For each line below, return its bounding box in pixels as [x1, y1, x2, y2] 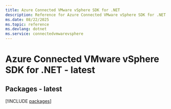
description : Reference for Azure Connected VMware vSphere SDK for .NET [5, 12, 166, 17]
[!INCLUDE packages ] [5, 98, 52, 104]
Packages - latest [5, 84, 62, 93]
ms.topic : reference [5, 21, 50, 27]
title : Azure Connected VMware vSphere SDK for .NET [5, 7, 120, 13]
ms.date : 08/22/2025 [5, 17, 50, 22]
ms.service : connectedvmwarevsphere [5, 31, 83, 36]
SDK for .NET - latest [5, 64, 96, 76]
